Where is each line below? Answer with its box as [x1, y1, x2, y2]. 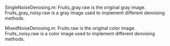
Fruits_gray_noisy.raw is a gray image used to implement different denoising [5, 10, 165, 16]
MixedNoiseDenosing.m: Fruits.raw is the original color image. [5, 25, 136, 31]
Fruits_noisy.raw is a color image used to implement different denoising [5, 31, 155, 36]
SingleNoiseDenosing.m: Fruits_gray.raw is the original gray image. [5, 5, 146, 10]
